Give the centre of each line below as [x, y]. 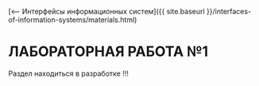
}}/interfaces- [229, 11]
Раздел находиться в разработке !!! [68, 73]
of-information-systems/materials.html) [73, 20]
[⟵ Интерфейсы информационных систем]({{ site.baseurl [106, 11]
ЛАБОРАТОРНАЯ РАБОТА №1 [108, 52]
